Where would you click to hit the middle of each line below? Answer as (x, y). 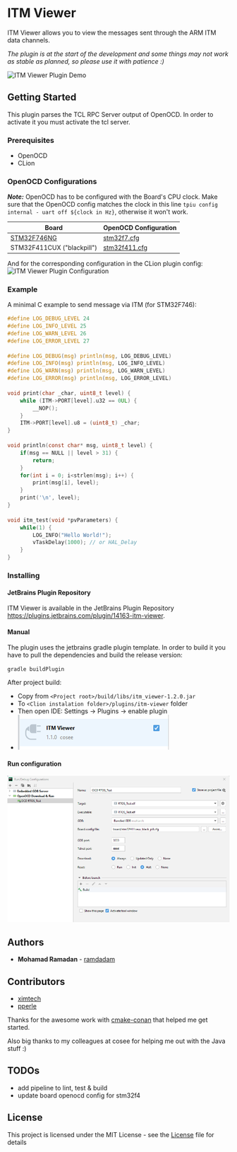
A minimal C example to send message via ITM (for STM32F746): (102, 305)
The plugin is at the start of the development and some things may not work (118, 54)
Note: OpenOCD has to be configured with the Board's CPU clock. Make (113, 197)
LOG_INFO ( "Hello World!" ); (72, 535)
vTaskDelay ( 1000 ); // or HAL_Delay (85, 543)
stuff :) (17, 1048)
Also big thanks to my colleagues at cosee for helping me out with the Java (116, 1041)
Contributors (36, 981)
